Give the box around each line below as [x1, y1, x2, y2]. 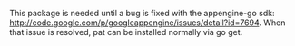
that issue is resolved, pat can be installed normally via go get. [9, 27, 243, 37]
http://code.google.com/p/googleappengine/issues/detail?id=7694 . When [9, 17, 286, 28]
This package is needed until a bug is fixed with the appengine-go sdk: [9, 8, 275, 18]
